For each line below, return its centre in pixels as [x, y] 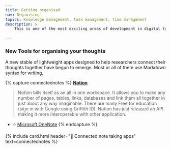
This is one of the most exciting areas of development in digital [87, 29]
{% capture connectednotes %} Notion [47, 83]
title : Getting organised [33, 10]
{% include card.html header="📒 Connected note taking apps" [71, 136]
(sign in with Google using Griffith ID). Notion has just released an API [91, 109]
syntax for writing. [24, 73]
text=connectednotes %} [32, 142]
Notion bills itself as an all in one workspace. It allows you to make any [91, 93]
